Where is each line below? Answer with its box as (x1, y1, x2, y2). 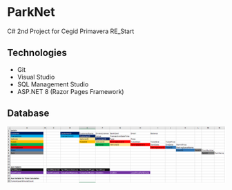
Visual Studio (17, 73, 55, 81)
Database (7, 108, 50, 120)
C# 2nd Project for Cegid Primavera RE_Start (7, 27, 135, 35)
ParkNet (7, 4, 55, 20)
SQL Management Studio (17, 80, 89, 88)
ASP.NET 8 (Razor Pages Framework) (17, 87, 124, 95)
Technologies (7, 47, 68, 59)
